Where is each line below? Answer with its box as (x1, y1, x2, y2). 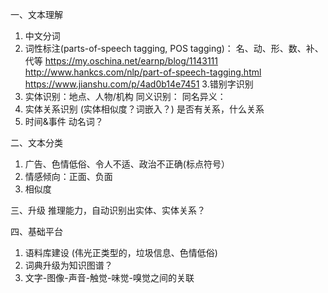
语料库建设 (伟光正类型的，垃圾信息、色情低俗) (24, 247, 218, 258)
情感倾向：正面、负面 (24, 171, 113, 182)
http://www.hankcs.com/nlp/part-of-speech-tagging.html (24, 66, 262, 78)
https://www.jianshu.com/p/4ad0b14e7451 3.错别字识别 (24, 78, 254, 90)
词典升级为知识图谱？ (24, 259, 113, 271)
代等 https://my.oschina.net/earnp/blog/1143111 (24, 55, 218, 67)
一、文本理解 (10, 9, 63, 20)
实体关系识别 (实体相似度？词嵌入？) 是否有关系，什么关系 (24, 103, 265, 115)
